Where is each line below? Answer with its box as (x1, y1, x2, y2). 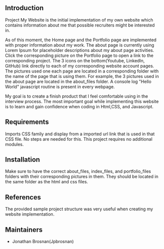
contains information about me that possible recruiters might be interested (5, 22, 155, 28)
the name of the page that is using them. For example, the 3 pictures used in (5, 73, 159, 79)
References (5, 193, 41, 201)
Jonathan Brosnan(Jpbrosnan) (12, 239, 74, 245)
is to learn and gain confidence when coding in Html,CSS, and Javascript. (5, 103, 154, 109)
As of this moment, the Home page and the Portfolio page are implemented (5, 37, 157, 43)
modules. (5, 141, 24, 147)
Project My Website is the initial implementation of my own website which (5, 17, 153, 23)
